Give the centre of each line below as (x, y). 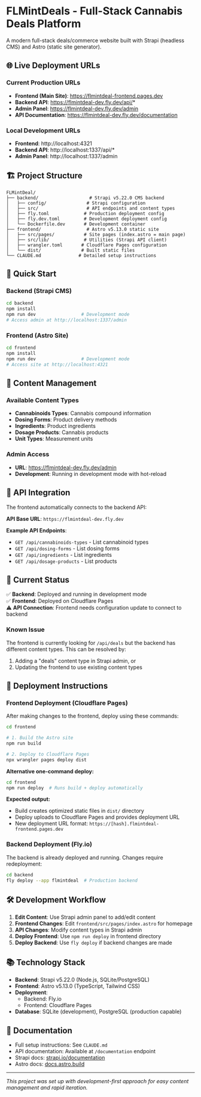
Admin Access (28, 454)
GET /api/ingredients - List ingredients (63, 554)
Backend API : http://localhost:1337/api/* (65, 150)
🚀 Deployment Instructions (57, 686)
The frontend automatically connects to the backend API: (77, 507)
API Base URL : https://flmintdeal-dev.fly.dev (65, 519)
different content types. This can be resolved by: (66, 649)
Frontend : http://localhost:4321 (54, 143)
